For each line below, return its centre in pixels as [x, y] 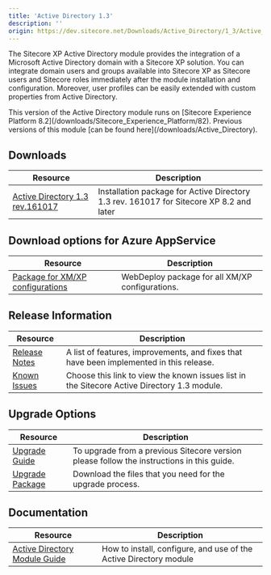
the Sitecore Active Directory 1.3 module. [144, 385]
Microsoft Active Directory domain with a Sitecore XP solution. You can [126, 62]
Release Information [60, 316]
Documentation [48, 513]
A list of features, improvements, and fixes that [154, 352]
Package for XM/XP [50, 277]
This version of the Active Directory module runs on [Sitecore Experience [130, 112]
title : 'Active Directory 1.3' [61, 16]
